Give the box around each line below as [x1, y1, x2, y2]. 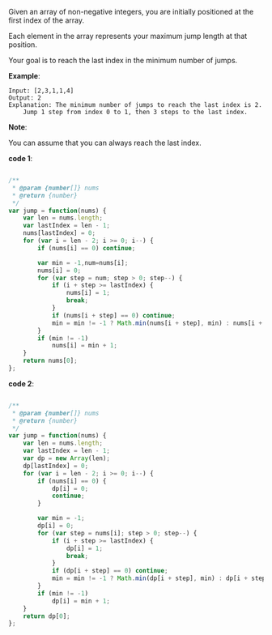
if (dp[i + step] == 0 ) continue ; [51, 567, 168, 575]
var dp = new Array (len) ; [23, 454, 111, 462]
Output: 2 [8, 94, 42, 102]
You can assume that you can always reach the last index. [8, 138, 202, 147]
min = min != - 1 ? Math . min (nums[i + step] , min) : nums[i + [51, 319, 263, 327]
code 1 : [8, 154, 33, 163]
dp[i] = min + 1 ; [51, 597, 111, 605]
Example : [8, 71, 40, 80]
